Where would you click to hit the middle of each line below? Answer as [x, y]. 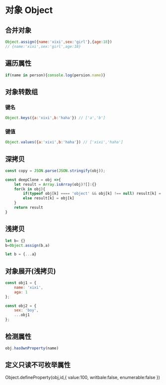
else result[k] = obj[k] [49, 198]
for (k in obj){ [30, 189]
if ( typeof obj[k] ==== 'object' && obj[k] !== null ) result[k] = [92, 194]
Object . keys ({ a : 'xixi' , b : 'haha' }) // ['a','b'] [55, 118]
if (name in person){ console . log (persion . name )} [55, 75]
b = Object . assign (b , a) [28, 245]
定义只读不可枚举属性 [38, 365]
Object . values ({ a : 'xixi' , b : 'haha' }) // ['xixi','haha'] [64, 142]
